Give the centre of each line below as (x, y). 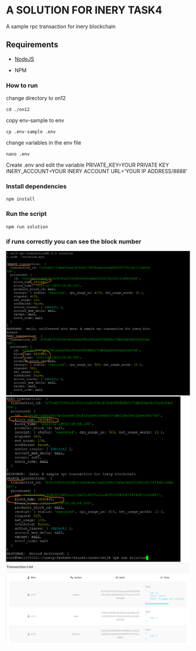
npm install (20, 199)
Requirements (32, 45)
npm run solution (27, 227)
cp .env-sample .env (31, 132)
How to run (22, 85)
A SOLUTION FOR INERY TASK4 (84, 10)
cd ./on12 (18, 110)
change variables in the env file (44, 143)
